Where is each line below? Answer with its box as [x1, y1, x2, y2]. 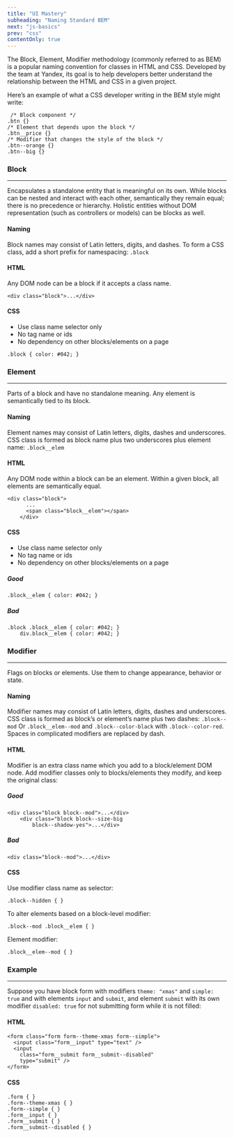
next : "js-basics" [7, 23, 61, 30]
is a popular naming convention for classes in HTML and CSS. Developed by [7, 63, 226, 71]
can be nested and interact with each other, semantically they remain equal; [7, 194, 225, 203]
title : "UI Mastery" [7, 10, 68, 17]
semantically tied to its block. [7, 397, 91, 405]
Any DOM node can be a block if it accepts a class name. [7, 279, 172, 287]
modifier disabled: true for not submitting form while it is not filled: [7, 1002, 201, 1010]
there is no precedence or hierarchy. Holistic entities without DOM [7, 201, 197, 210]
